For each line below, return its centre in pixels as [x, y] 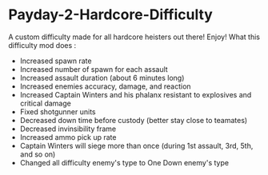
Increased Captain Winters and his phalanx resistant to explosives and [136, 94]
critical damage [46, 103]
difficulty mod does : [42, 45]
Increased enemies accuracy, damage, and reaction [105, 86]
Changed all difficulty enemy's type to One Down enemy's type [124, 162]
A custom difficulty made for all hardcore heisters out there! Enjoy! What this [134, 37]
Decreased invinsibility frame [68, 129]
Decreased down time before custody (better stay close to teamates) [134, 120]
